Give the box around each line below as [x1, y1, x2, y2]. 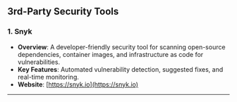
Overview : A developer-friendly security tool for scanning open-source [17, 42, 226, 51]
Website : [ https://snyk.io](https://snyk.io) [17, 80, 139, 89]
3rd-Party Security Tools [7, 6, 119, 18]
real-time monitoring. [17, 72, 80, 81]
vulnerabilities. [17, 58, 61, 66]
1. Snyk [7, 27, 32, 37]
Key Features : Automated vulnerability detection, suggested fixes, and [17, 65, 224, 73]
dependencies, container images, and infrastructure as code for [17, 50, 204, 58]
